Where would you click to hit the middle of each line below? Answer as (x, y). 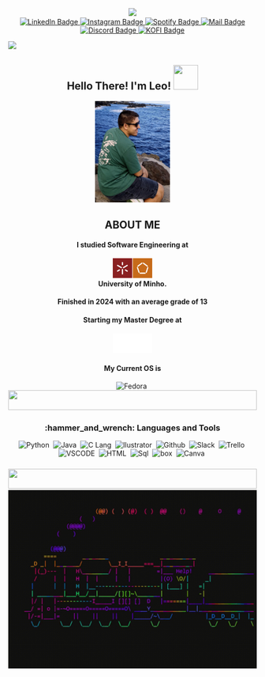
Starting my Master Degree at (132, 320)
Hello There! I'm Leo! (119, 86)
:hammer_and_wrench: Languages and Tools (132, 428)
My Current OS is (132, 369)
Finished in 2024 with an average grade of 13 (132, 302)
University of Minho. (132, 283)
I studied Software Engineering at (132, 245)
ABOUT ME (132, 225)
